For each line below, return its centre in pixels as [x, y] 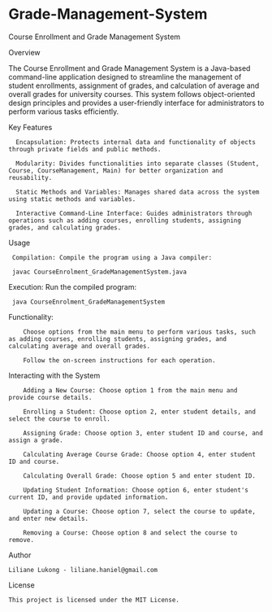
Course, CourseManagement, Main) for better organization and [116, 170]
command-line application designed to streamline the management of [125, 76]
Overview [24, 52]
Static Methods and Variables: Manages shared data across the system [138, 192]
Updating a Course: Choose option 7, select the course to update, [139, 511]
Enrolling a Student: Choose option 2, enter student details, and [139, 412]
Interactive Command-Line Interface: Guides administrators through [134, 213]
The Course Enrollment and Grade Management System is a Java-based [130, 68]
